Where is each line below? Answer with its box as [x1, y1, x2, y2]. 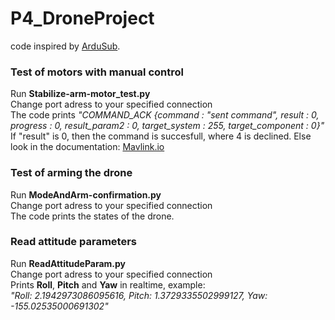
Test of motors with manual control [10, 65, 184, 79]
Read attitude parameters [10, 235, 137, 249]
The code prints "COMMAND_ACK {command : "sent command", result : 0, [10, 109, 320, 121]
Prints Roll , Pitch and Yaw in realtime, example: [10, 278, 206, 291]
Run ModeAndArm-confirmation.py [10, 188, 162, 201]
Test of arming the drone [10, 166, 133, 180]
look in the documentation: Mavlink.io [10, 141, 165, 153]
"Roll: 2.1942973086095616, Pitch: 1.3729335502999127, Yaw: [10, 289, 268, 301]
